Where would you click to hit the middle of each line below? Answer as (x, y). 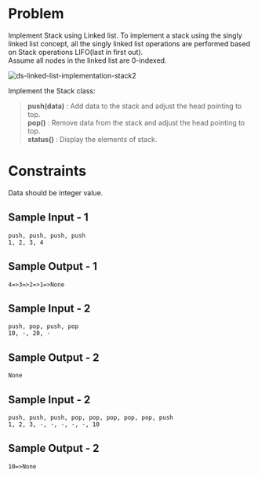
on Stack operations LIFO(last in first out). (76, 52)
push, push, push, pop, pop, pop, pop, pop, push (91, 417)
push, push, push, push (47, 235)
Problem (36, 14)
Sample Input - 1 (48, 218)
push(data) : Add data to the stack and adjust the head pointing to (134, 106)
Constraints (47, 171)
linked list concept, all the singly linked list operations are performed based (129, 43)
